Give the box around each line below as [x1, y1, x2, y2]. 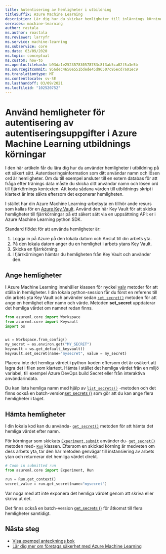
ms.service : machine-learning [5, 40, 68, 44]
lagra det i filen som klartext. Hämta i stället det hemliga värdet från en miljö [5, 365, 159, 371]
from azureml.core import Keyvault [5, 319, 79, 324]
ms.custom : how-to [5, 58, 43, 63]
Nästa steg [5, 525, 40, 533]
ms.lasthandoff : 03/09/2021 [5, 81, 63, 85]
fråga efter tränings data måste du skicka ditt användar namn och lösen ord [5, 181, 159, 187]
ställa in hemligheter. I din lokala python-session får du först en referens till [5, 290, 157, 296]
